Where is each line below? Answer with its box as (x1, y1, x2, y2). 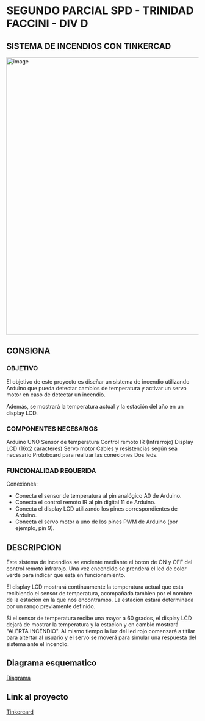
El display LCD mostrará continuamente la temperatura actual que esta (6, 583, 184, 590)
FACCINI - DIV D (6, 16, 88, 30)
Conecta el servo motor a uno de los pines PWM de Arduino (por (15, 518, 178, 525)
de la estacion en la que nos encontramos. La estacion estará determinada (6, 596, 194, 604)
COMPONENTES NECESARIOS (6, 425, 98, 433)
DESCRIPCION (6, 542, 62, 553)
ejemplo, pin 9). (15, 525, 55, 532)
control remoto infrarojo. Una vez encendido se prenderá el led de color (6, 565, 187, 572)
